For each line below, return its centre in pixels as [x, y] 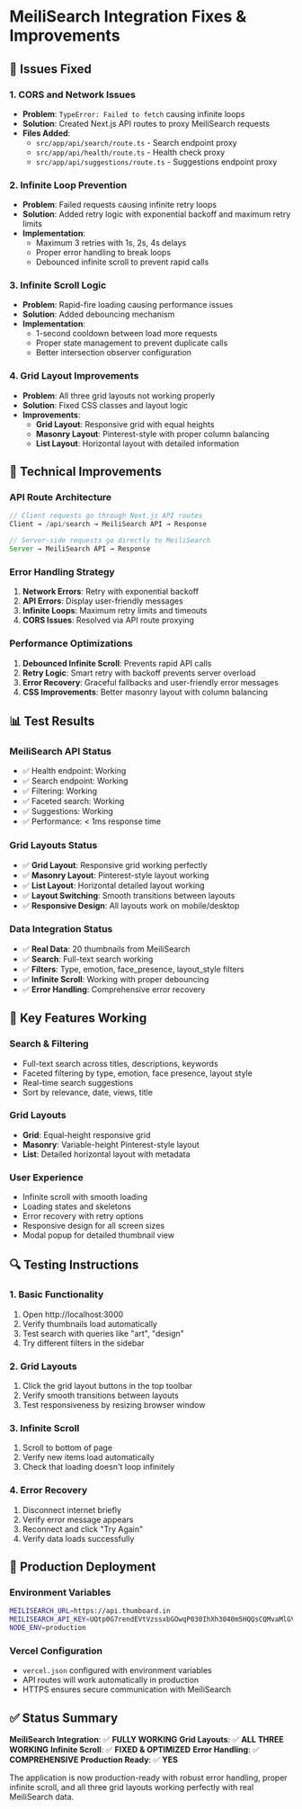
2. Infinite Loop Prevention [68, 184]
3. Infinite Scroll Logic [58, 285]
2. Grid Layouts [44, 1366]
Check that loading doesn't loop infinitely [98, 1467]
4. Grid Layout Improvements [74, 376]
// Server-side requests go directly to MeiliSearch [110, 541]
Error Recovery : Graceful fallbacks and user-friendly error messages [150, 682]
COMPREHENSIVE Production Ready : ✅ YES [93, 1760]
